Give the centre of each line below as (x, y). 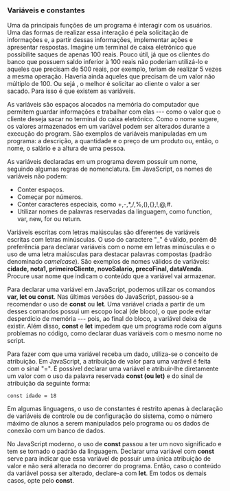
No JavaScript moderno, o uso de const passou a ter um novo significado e (114, 444)
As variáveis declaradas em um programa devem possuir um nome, (102, 162)
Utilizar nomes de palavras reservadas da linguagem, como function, (114, 211)
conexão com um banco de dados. (56, 431)
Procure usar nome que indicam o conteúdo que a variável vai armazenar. (112, 276)
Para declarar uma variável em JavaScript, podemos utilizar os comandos (111, 290)
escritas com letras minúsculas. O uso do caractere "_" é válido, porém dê (112, 240)
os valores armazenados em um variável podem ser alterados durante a (109, 127)
